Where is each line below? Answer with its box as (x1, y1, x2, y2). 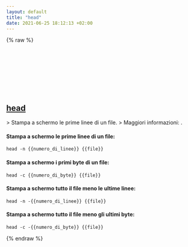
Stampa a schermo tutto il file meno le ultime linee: (6, 185, 136, 192)
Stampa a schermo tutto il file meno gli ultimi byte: (6, 211, 135, 218)
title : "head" (6, 14, 42, 20)
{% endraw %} (6, 235, 43, 242)
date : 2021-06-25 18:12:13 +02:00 (6, 20, 93, 26)
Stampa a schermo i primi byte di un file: (6, 158, 110, 166)
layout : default (6, 8, 47, 15)
